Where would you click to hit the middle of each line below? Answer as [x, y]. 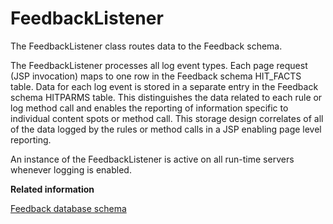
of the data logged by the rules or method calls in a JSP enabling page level [166, 129]
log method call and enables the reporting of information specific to [149, 108]
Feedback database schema [68, 208]
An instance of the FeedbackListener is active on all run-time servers [152, 159]
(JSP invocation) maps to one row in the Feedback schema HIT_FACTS [156, 76]
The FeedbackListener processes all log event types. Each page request [159, 65]
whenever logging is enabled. [71, 169]
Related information [52, 189]
